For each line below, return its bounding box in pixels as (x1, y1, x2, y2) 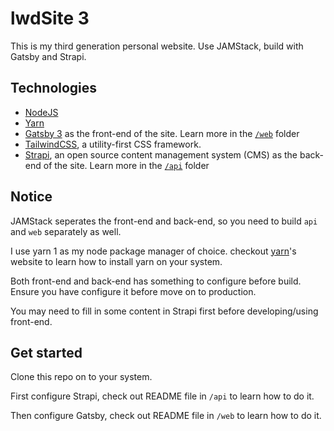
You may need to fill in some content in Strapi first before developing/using (10, 305, 319, 317)
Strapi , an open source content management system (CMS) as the (24, 148, 298, 161)
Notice (10, 188, 53, 206)
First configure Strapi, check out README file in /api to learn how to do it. (10, 390, 315, 402)
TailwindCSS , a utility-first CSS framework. (24, 138, 202, 150)
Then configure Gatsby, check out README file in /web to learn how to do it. (10, 410, 322, 422)
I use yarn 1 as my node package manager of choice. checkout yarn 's (10, 245, 297, 257)
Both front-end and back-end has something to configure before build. (10, 275, 302, 287)
